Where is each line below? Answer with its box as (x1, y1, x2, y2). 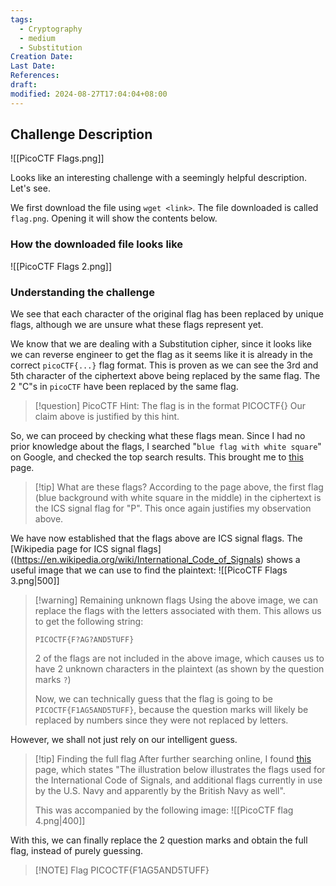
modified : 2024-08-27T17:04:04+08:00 (10, 89, 168, 99)
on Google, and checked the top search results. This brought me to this (10, 451, 304, 463)
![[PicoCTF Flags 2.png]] (10, 260, 113, 272)
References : (10, 71, 60, 81)
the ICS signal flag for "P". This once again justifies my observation (34, 502, 312, 515)
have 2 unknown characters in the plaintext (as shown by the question (34, 663, 325, 675)
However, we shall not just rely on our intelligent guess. (10, 734, 238, 746)
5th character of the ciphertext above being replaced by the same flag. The (10, 370, 321, 382)
